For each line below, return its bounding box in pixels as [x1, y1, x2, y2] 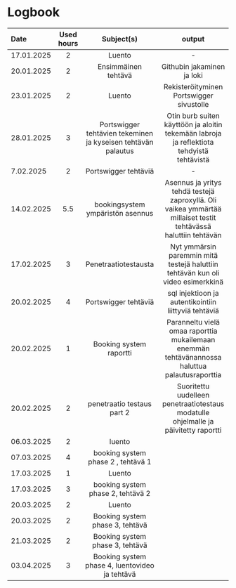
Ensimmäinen [97, 61, 143, 71]
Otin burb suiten [166, 110, 220, 120]
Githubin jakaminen [161, 61, 225, 71]
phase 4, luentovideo [85, 560, 155, 570]
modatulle [176, 407, 210, 417]
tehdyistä [178, 145, 209, 155]
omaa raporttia [169, 326, 218, 336]
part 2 [110, 407, 130, 417]
